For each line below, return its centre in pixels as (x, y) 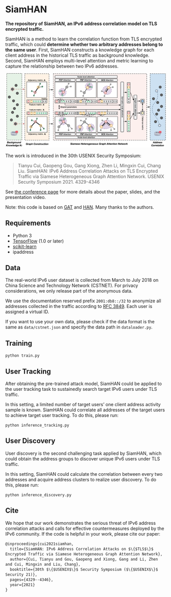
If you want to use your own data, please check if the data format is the (80, 322)
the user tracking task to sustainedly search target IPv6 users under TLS (81, 389)
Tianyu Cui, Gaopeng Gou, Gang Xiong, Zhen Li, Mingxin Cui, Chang (89, 165)
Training (19, 343)
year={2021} (23, 585)
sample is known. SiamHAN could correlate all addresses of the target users (85, 410)
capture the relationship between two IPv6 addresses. (62, 66)
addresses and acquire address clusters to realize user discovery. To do (81, 479)
